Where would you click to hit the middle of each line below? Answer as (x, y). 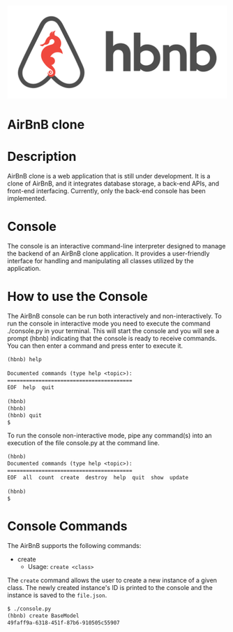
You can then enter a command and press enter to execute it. (95, 346)
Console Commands (67, 526)
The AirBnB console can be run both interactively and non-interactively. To (114, 316)
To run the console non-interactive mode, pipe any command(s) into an (110, 435)
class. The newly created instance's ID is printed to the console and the (110, 587)
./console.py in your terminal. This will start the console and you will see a (113, 330)
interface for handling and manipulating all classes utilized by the (100, 260)
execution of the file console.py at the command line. (84, 442)
